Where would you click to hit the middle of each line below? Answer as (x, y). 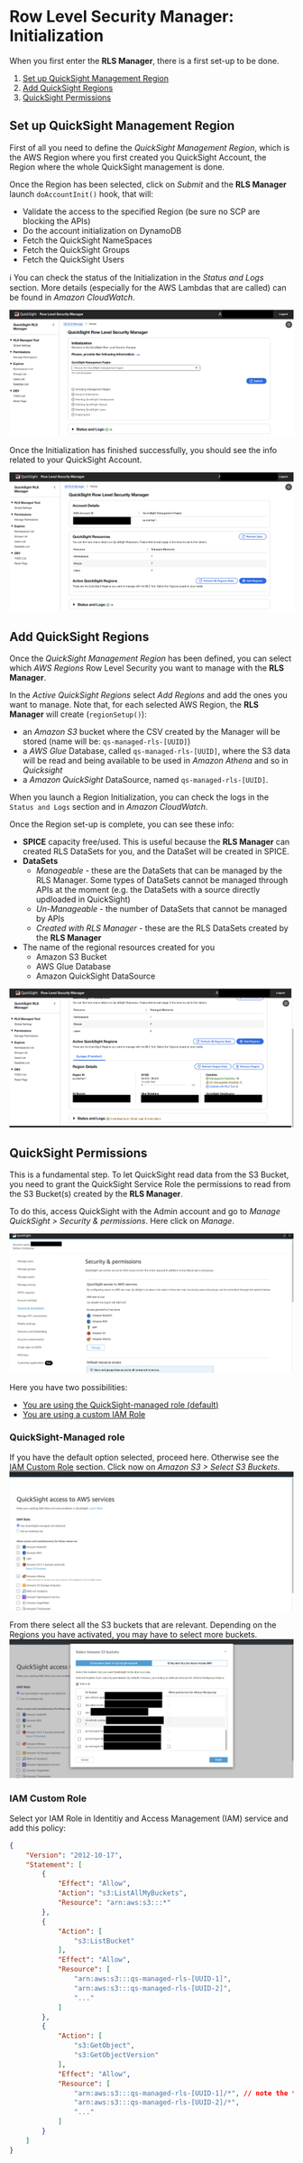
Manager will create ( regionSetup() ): (78, 714)
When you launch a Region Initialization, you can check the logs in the (139, 797)
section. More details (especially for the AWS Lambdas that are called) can (148, 287)
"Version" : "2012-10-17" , (74, 1855)
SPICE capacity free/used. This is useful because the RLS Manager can (156, 842)
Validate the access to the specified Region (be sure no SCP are (141, 211)
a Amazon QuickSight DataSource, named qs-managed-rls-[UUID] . (145, 780)
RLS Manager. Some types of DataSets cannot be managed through (162, 880)
